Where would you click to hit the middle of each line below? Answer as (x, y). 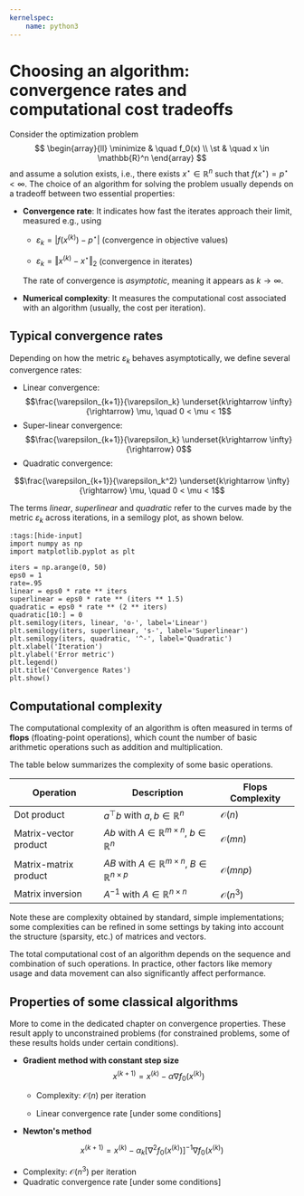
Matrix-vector (44, 833)
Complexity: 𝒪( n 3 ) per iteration (80, 1171)
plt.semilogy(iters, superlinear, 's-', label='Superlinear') (129, 631)
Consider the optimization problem (74, 134)
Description (157, 793)
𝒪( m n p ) (237, 869)
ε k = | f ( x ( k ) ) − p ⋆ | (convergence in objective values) (132, 240)
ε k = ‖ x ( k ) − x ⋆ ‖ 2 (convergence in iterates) (114, 261)
